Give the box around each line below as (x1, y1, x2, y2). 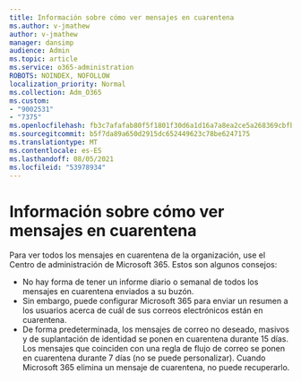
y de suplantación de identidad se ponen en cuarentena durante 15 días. (21, 334, 289, 344)
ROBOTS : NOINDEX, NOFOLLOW (9, 72, 110, 80)
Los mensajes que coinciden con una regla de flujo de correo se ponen (21, 343, 286, 354)
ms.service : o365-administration (9, 63, 134, 72)
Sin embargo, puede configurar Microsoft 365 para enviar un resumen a (21, 296, 288, 307)
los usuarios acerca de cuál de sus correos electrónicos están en (21, 305, 263, 316)
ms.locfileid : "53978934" (9, 163, 106, 172)
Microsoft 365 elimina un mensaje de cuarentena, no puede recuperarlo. (21, 362, 290, 373)
